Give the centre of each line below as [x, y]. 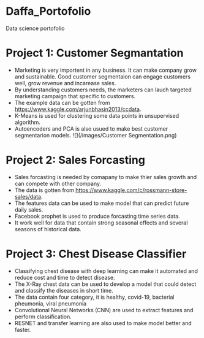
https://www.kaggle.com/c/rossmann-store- [131, 190]
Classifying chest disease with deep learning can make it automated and [106, 271]
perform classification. [43, 317]
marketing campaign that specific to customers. [75, 96]
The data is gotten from [44, 190]
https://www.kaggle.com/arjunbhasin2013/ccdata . [78, 109]
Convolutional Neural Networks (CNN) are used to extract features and [104, 310]
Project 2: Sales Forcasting [75, 160]
